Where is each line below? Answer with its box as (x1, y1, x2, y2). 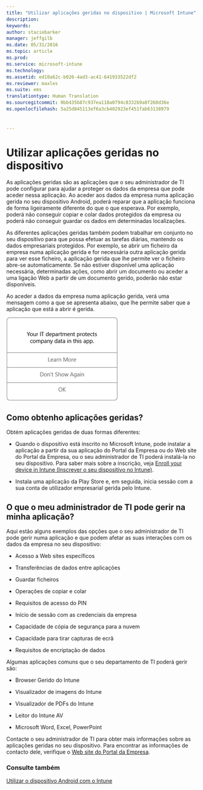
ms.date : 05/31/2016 (6, 42, 59, 48)
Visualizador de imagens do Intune (15, 689, 102, 696)
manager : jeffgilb (6, 35, 53, 42)
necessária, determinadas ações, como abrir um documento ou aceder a (6, 268, 188, 275)
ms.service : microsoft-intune (6, 61, 83, 67)
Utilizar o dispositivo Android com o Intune (6, 777, 113, 785)
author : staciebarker (6, 29, 61, 35)
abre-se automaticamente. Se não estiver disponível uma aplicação (6, 261, 175, 269)
